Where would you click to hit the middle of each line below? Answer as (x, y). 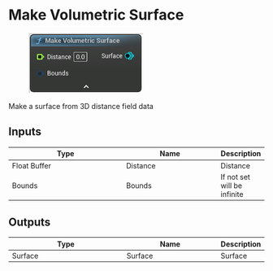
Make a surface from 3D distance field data (81, 106)
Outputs (30, 222)
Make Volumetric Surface (96, 15)
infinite (232, 194)
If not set (235, 177)
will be (231, 186)
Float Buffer (31, 165)
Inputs (25, 132)
